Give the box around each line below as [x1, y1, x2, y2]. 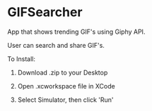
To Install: [7, 54, 36, 63]
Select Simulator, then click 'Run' [17, 96, 114, 104]
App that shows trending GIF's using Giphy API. [7, 27, 146, 36]
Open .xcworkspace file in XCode [17, 81, 115, 90]
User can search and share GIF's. [7, 41, 105, 49]
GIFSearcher [7, 4, 83, 20]
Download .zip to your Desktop [17, 68, 108, 77]
